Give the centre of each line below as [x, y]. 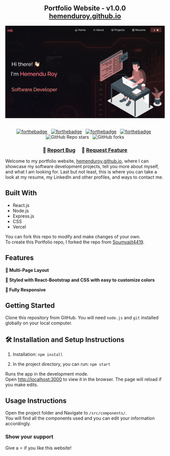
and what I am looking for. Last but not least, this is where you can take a [81, 172]
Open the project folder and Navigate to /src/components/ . [66, 413]
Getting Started [30, 305]
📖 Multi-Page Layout [27, 270]
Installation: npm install [38, 354]
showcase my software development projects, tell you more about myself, [82, 166]
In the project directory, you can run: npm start [61, 364]
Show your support [29, 436]
